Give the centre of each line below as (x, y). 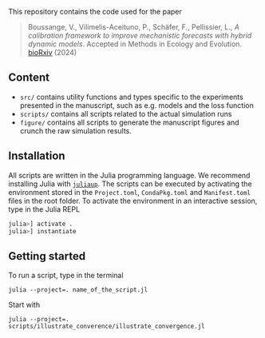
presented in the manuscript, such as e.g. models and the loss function (136, 105)
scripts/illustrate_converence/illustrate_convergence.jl (107, 327)
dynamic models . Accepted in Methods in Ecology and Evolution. (134, 44)
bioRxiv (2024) (52, 52)
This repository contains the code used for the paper (95, 12)
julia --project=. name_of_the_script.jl (78, 290)
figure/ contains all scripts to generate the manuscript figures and (129, 122)
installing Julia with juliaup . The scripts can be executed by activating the (131, 184)
